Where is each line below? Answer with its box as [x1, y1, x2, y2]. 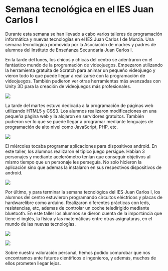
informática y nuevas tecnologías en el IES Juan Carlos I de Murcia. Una [5, 36, 154, 42]
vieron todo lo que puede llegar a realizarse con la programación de [5, 72, 145, 78]
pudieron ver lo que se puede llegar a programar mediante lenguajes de [5, 118, 154, 124]
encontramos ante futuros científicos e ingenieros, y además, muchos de [5, 255, 156, 261]
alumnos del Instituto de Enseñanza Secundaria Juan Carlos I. [5, 47, 133, 53]
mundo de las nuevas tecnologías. [5, 221, 76, 227]
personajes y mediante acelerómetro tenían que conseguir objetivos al [5, 153, 151, 159]
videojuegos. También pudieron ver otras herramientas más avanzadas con [5, 78, 161, 84]
